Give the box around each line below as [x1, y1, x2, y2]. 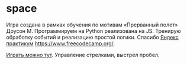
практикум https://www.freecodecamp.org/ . [6, 40, 115, 47]
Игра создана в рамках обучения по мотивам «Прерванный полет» [6, 21, 178, 28]
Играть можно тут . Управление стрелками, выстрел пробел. [6, 51, 160, 58]
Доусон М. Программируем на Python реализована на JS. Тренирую [6, 27, 182, 34]
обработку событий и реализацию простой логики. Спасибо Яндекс [6, 33, 179, 41]
